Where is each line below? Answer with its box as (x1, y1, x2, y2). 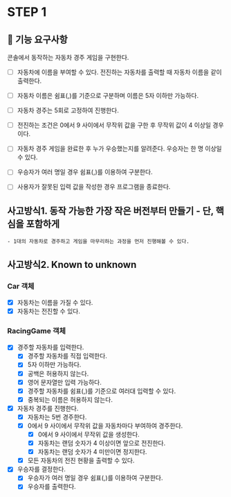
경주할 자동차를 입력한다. (17, 343, 84, 351)
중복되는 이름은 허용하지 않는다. (27, 395, 113, 403)
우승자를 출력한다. (27, 482, 76, 491)
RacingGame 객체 (7, 326, 66, 335)
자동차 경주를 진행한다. (17, 404, 79, 412)
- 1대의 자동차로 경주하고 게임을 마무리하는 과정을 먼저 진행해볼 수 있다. (7, 238, 190, 245)
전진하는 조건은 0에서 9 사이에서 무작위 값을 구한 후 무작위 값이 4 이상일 (17, 121, 212, 129)
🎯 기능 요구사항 (7, 33, 68, 45)
